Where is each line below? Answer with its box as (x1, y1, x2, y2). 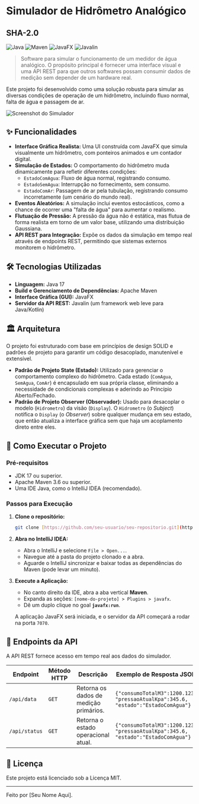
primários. (76, 706, 105, 715)
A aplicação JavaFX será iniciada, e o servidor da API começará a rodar (14, 613, 190, 620)
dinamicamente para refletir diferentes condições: (14, 168, 137, 175)
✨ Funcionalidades (6, 127, 77, 137)
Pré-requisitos (6, 458, 49, 467)
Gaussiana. (14, 225, 43, 232)
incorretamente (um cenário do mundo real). (23, 193, 132, 200)
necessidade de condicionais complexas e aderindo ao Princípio (14, 385, 172, 393)
